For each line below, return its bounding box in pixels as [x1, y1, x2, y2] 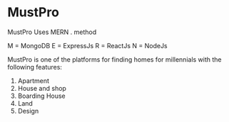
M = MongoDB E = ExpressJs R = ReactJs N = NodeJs [7, 41, 168, 50]
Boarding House [17, 91, 66, 100]
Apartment [17, 76, 50, 85]
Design [17, 106, 39, 115]
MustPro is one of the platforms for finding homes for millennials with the [7, 55, 223, 64]
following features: [7, 62, 63, 71]
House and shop [17, 84, 66, 92]
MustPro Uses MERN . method [7, 28, 97, 36]
